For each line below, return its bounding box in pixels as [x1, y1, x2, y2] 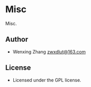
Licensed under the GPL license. [12, 77, 82, 83]
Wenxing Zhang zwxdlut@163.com [12, 48, 86, 54]
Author [5, 35, 28, 44]
